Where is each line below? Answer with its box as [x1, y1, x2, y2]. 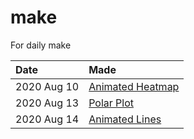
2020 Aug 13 [15, 96, 80, 110]
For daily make [10, 39, 72, 51]
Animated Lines [88, 112, 162, 126]
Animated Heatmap [88, 79, 180, 93]
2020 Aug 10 [15, 79, 80, 93]
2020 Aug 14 [15, 112, 80, 126]
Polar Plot [88, 96, 134, 110]
